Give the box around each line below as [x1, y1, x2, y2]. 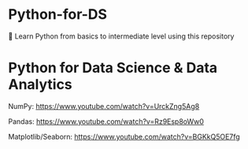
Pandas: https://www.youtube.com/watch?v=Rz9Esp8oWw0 [8, 116, 205, 126]
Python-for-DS [8, 5, 108, 24]
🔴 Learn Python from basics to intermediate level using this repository [8, 31, 235, 41]
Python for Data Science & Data [8, 59, 218, 77]
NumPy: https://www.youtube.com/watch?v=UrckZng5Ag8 [8, 101, 200, 111]
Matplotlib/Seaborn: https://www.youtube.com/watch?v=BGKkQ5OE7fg [8, 132, 240, 141]
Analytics [8, 76, 72, 93]
